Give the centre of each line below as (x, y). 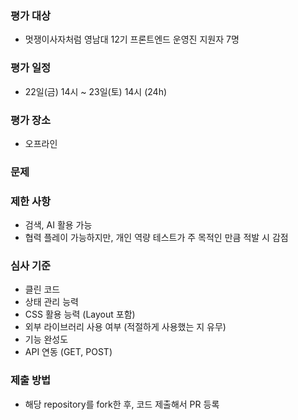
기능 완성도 (46, 339)
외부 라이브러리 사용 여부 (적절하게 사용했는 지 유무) (125, 327)
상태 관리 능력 (51, 302)
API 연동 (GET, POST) (68, 352)
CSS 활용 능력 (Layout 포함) (80, 314)
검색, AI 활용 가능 (58, 225)
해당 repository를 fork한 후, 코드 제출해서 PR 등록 (122, 404)
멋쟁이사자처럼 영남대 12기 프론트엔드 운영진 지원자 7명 (132, 39)
